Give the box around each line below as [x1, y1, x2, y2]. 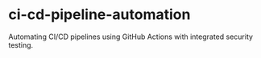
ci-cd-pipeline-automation [8, 6, 191, 24]
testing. [8, 40, 34, 49]
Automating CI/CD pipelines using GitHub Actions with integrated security [8, 32, 254, 41]
